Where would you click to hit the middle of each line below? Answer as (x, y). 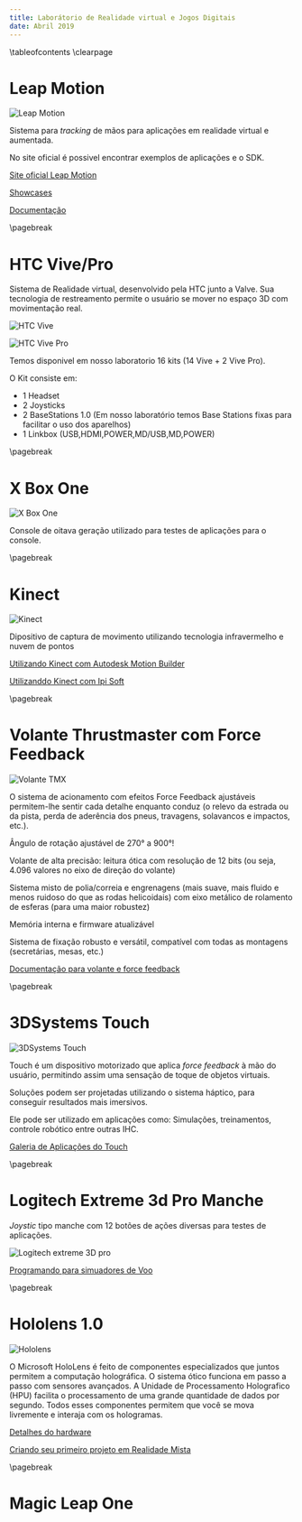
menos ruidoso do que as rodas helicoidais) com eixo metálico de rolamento (151, 897)
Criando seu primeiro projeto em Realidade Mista (100, 1449)
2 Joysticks (44, 405)
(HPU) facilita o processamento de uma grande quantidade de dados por (145, 1395)
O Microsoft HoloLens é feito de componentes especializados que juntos (144, 1367)
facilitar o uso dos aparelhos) (77, 424)
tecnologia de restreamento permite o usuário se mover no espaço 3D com (149, 299)
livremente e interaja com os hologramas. (86, 1415)
